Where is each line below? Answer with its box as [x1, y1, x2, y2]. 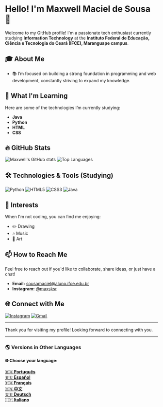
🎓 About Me [5, 55, 45, 63]
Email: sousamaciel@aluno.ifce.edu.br [12, 280, 89, 286]
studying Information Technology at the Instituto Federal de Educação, [5, 35, 150, 41]
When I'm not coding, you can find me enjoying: [5, 214, 101, 220]
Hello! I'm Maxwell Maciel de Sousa [5, 3, 151, 15]
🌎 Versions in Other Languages [5, 344, 81, 351]
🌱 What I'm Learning [5, 92, 68, 100]
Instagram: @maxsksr [12, 286, 57, 292]
